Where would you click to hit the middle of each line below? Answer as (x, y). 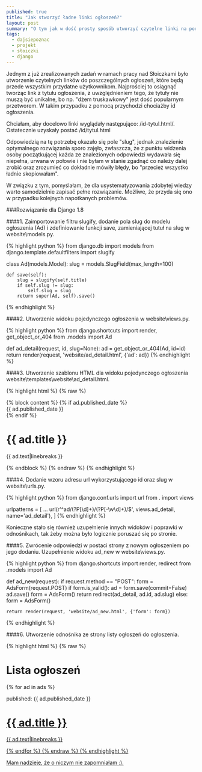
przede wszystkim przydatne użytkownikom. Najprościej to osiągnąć (91, 86)
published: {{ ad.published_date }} (49, 699)
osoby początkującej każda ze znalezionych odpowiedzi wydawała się (93, 155)
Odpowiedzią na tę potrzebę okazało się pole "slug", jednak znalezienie (95, 141)
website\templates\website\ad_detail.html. (58, 379)
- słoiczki (25, 51)
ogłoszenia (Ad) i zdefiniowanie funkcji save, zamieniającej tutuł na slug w (98, 228)
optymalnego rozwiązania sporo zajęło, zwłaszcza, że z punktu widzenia (96, 148)
